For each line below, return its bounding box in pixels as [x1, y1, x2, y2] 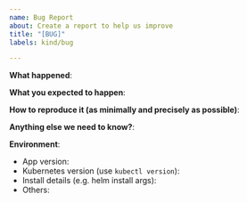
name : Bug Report [9, 12, 74, 22]
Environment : [9, 139, 61, 149]
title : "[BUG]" [9, 29, 66, 38]
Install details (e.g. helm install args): [21, 175, 157, 186]
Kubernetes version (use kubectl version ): [21, 166, 180, 176]
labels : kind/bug [9, 37, 74, 47]
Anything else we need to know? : [9, 122, 136, 133]
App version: [21, 157, 70, 167]
